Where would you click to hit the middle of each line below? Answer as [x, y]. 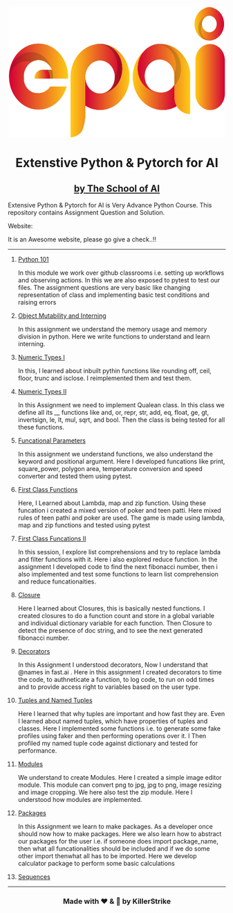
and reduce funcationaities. [57, 581]
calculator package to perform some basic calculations [96, 863]
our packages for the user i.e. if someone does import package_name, [118, 841]
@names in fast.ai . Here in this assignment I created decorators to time [120, 672]
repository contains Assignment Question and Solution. [86, 212]
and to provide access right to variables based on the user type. [109, 687]
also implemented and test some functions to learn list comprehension [118, 574]
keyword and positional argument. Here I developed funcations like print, [121, 461]
